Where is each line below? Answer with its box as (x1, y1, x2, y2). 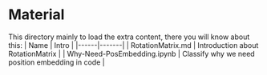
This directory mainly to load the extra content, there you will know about (8, 32, 250, 41)
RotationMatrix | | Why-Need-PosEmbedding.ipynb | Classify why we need (8, 49, 255, 58)
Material (8, 6, 65, 24)
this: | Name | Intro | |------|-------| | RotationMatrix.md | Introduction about (8, 40, 259, 49)
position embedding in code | (8, 57, 106, 67)
